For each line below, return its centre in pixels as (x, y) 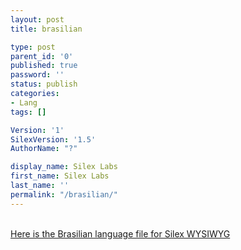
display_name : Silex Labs (64, 167)
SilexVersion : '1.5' (53, 139)
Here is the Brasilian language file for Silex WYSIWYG (120, 233)
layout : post (37, 19)
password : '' (37, 75)
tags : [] (28, 112)
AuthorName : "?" (44, 149)
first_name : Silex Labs (60, 176)
